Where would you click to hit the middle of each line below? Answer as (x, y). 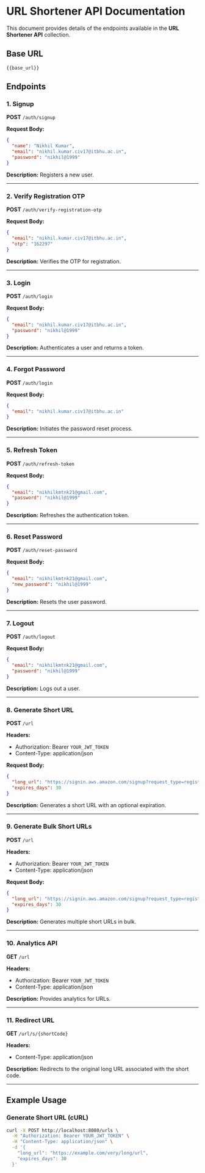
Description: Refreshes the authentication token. (68, 515)
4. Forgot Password (36, 369)
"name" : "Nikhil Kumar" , (43, 146)
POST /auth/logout (31, 637)
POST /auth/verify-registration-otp (54, 209)
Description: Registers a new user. (50, 175)
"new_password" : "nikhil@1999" (52, 584)
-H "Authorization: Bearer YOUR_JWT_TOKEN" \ (71, 1136)
